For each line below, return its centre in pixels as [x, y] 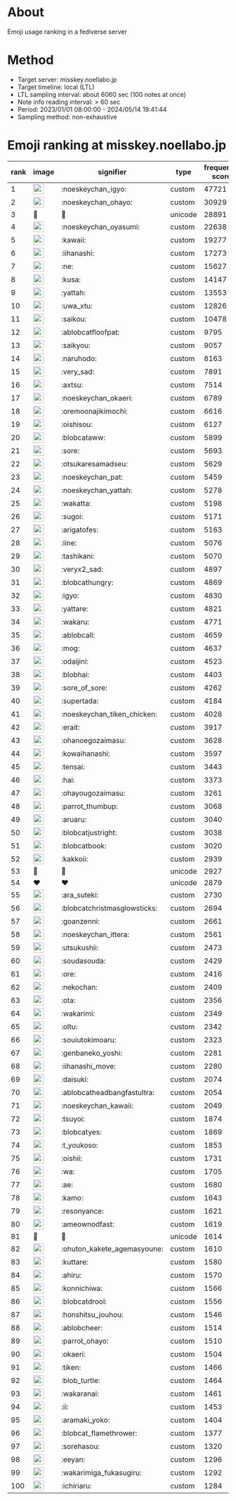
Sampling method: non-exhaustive [67, 117]
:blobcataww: [83, 438]
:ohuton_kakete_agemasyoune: [112, 1249]
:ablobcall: [78, 635]
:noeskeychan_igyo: [94, 189]
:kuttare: [75, 1261]
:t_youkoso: [79, 1145]
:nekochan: [79, 987]
